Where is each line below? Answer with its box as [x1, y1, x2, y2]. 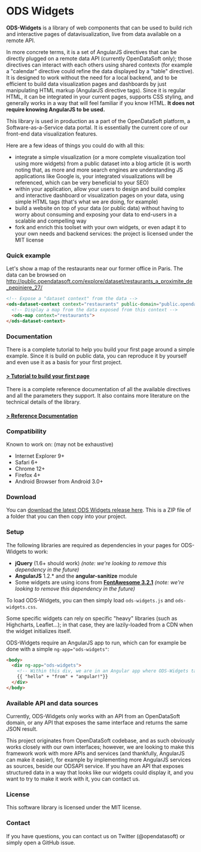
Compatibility [6, 427, 47, 436]
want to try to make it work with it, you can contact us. [6, 775, 141, 782]
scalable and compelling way [14, 217, 87, 224]
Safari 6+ [14, 459, 38, 466]
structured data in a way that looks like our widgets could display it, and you [6, 769, 193, 776]
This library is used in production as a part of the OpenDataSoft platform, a [6, 117, 190, 124]
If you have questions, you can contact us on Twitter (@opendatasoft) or [6, 832, 185, 839]
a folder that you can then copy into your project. [6, 513, 127, 520]
